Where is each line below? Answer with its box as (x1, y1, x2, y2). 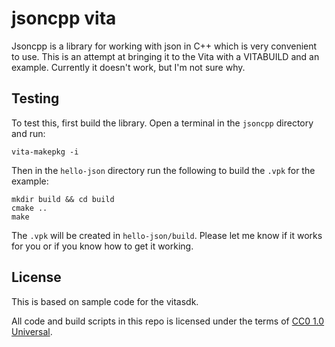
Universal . (11, 325, 53, 337)
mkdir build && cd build (11, 194, 115, 204)
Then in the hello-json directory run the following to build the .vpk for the (11, 164, 316, 176)
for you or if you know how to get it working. (11, 240, 194, 252)
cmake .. (11, 203, 48, 213)
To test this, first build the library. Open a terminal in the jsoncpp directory (11, 117, 314, 129)
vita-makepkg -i (11, 147, 79, 157)
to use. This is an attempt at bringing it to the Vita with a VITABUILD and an (11, 50, 320, 62)
